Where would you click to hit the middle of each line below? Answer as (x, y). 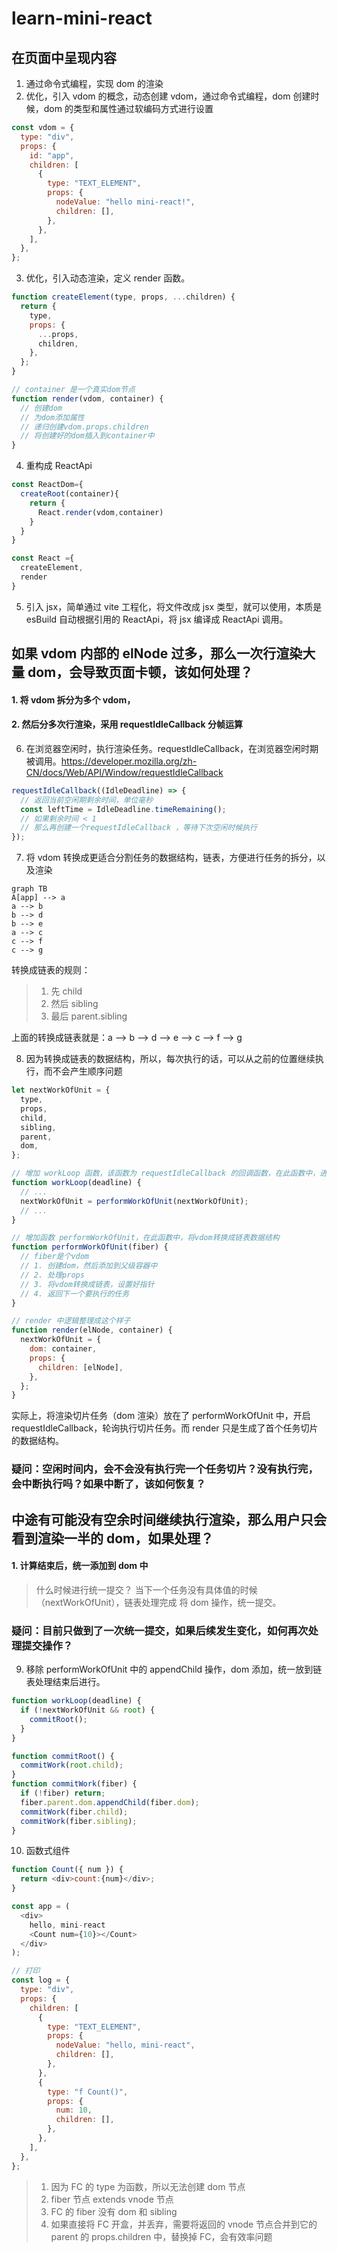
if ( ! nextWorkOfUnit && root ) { (88, 1710)
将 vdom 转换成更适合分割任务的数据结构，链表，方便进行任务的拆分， (171, 858)
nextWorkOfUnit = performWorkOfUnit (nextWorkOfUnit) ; (134, 1201)
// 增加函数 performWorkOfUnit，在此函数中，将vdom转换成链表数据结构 (145, 1238)
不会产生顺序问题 (87, 1071)
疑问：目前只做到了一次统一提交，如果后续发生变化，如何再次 (160, 1630)
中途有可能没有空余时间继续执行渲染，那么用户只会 (169, 1519)
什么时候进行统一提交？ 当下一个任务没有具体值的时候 (146, 1589)
